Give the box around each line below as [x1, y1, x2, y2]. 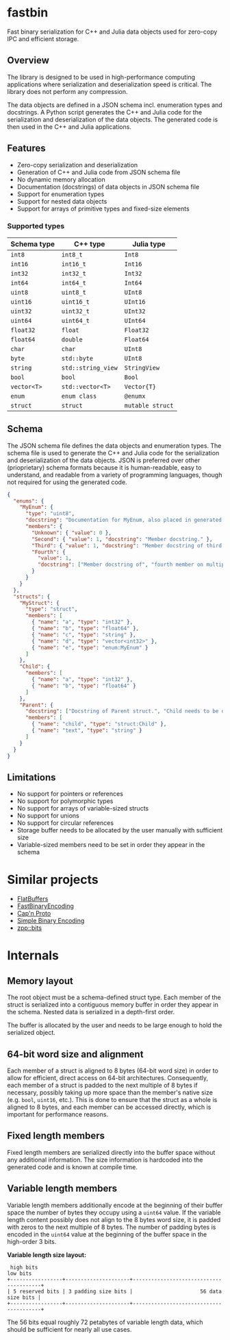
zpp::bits [16, 924, 42, 932]
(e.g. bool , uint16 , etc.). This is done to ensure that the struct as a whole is [7, 1095, 218, 1103]
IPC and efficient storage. [7, 34, 79, 43]
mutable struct [124, 401, 174, 409]
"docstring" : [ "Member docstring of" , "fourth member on [37, 561, 204, 569]
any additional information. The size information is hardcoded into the [7, 1156, 203, 1164]
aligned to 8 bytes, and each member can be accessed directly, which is [7, 1103, 212, 1111]
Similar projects [7, 872, 99, 887]
